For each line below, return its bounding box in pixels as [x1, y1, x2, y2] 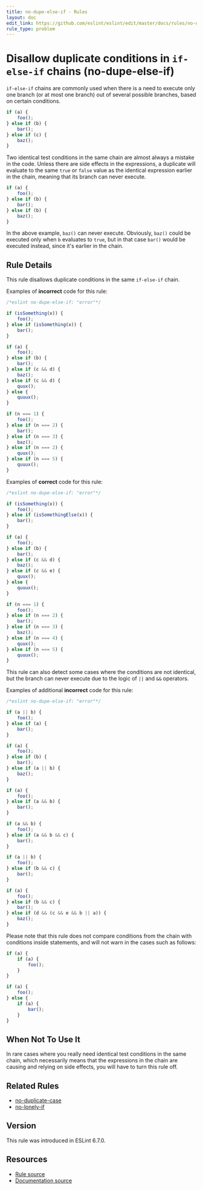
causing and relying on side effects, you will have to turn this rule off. [6, 1063, 178, 1071]
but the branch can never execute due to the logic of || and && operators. [6, 675, 189, 682]
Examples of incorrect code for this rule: [6, 288, 108, 295]
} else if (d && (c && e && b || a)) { [6, 910, 107, 917]
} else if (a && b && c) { [6, 832, 74, 838]
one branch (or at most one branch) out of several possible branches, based [6, 91, 196, 99]
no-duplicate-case [14, 1097, 62, 1104]
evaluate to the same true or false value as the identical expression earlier [6, 167, 193, 174]
